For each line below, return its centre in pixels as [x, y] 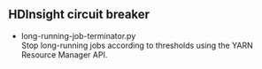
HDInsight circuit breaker [79, 15]
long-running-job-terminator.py [78, 35]
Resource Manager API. [64, 54]
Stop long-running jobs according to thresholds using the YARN [137, 45]
